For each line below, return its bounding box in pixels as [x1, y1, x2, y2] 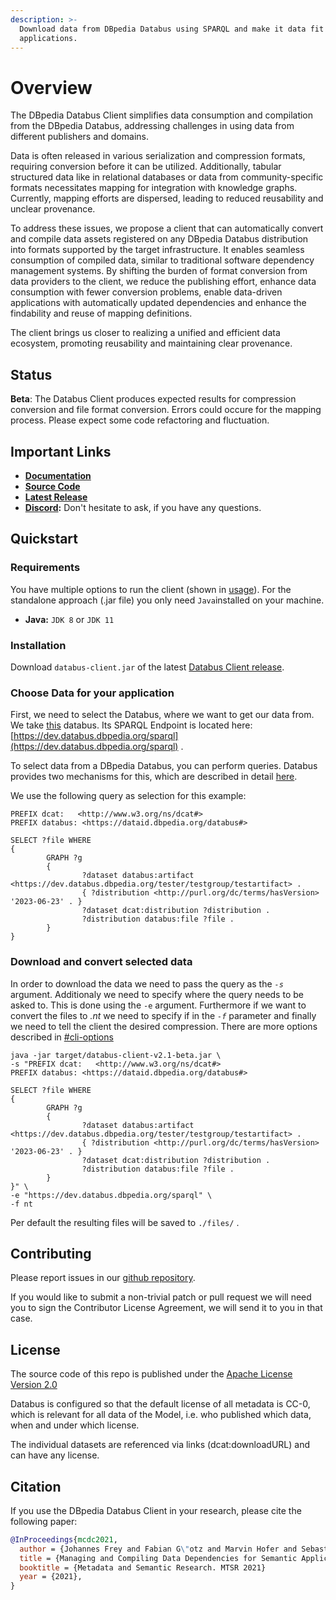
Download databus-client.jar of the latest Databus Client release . [10, 661, 285, 673]
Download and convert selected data [10, 955, 193, 969]
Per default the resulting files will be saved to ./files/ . [10, 1216, 240, 1228]
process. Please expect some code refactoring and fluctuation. [10, 414, 270, 426]
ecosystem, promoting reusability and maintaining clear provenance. [10, 337, 293, 350]
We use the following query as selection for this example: [10, 790, 247, 802]
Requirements [10, 561, 81, 575]
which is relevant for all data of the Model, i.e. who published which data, [10, 1409, 312, 1421]
